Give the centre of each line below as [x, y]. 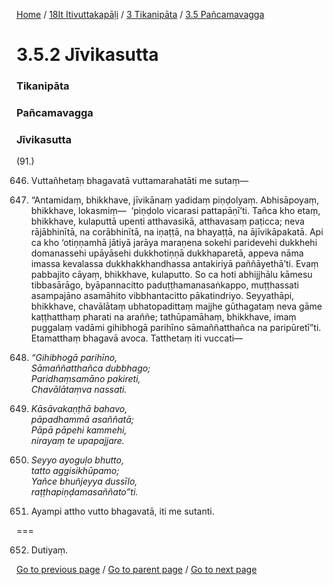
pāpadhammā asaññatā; [82, 420]
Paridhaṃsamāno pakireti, [85, 379]
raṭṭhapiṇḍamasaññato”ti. [84, 492]
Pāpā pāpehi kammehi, [79, 430]
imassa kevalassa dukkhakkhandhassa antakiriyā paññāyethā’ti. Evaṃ [174, 264]
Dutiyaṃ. [49, 550]
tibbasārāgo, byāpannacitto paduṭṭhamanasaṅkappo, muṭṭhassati [164, 285]
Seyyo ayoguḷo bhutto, [77, 460]
